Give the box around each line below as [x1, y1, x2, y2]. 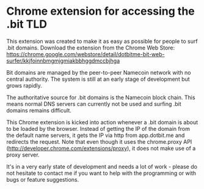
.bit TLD [6, 17, 48, 31]
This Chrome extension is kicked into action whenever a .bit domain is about [6, 118, 199, 126]
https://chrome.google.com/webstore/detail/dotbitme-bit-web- [6, 50, 165, 57]
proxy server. [6, 151, 40, 158]
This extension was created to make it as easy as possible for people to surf [6, 37, 198, 45]
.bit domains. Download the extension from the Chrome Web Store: [6, 44, 175, 51]
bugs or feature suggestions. [6, 176, 79, 183]
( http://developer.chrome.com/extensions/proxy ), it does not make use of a [6, 144, 196, 152]
